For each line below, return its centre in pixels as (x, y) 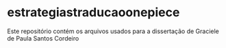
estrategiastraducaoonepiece (93, 13)
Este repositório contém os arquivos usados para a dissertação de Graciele (113, 31)
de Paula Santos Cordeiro (43, 38)
